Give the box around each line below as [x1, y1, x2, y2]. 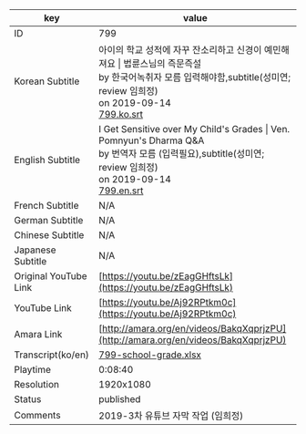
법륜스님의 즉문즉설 [122, 57, 202, 69]
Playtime [14, 364, 52, 376]
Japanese [14, 243, 56, 256]
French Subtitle [14, 200, 79, 212]
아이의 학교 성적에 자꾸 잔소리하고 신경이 [98, 44, 262, 56]
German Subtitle [14, 214, 84, 226]
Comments [14, 409, 61, 421]
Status [14, 393, 42, 405]
